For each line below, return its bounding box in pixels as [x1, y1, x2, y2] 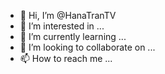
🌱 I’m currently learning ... [19, 31, 127, 42]
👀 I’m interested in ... [19, 20, 105, 32]
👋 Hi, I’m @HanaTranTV [19, 10, 117, 21]
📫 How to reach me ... [19, 53, 113, 64]
